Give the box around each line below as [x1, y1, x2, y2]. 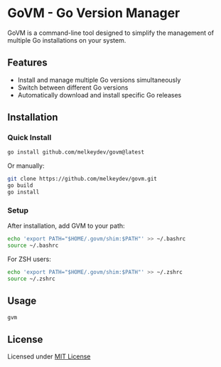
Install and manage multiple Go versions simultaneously [17, 75, 181, 84]
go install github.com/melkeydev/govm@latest [7, 149, 144, 156]
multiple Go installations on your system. [7, 36, 126, 44]
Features [7, 57, 48, 69]
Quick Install [7, 133, 52, 143]
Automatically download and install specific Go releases [17, 90, 182, 99]
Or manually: [7, 161, 45, 170]
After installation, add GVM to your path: [7, 222, 126, 230]
